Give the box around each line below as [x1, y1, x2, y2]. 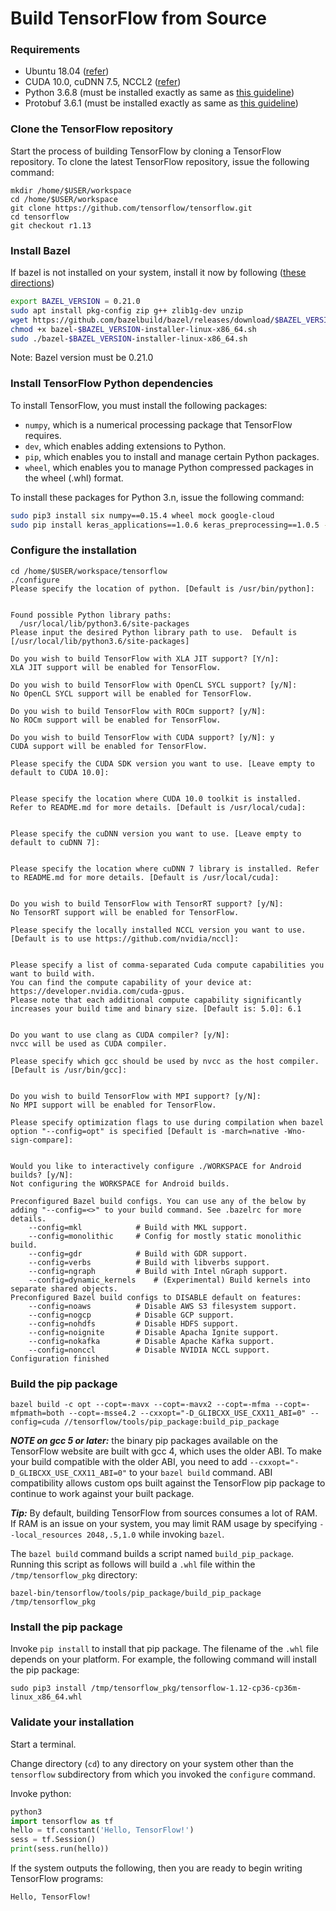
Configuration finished [10, 1353, 110, 1364]
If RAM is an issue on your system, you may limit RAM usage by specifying [10, 1518, 318, 1530]
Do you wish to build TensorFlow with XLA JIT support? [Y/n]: [10, 653, 280, 664]
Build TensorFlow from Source [10, 7, 267, 30]
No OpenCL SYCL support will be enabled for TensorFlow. [10, 688, 253, 699]
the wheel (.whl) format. [24, 472, 124, 484]
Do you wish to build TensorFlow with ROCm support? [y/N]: [10, 706, 267, 716]
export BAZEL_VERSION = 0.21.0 [10, 297, 141, 307]
